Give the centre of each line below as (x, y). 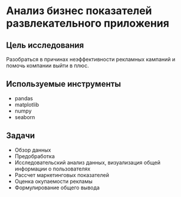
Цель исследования (45, 45)
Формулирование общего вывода (57, 188)
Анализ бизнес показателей (79, 11)
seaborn (25, 117)
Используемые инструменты (64, 84)
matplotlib (27, 104)
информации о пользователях (52, 169)
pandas (24, 98)
